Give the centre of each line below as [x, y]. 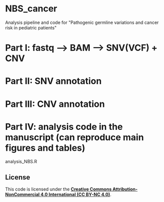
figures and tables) [45, 148]
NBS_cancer [31, 9]
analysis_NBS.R [21, 162]
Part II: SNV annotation [54, 81]
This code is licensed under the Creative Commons [59, 189]
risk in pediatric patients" [31, 27]
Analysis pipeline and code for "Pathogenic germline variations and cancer [82, 22]
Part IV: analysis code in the [64, 127]
